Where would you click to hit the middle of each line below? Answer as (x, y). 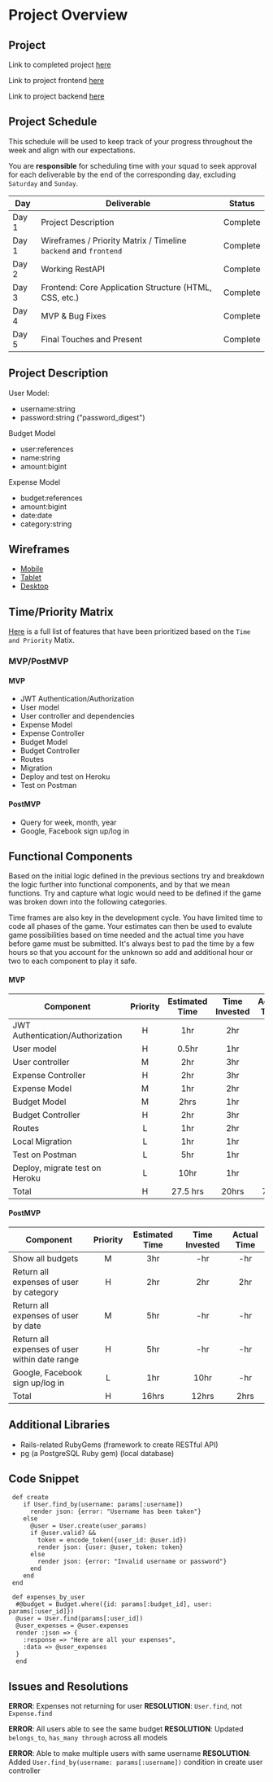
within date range (46, 1359)
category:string (46, 524)
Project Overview (68, 15)
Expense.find (30, 1714)
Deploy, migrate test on (57, 1168)
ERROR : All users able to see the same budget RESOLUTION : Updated (126, 1729)
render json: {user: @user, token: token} (110, 1547)
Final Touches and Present (91, 339)
